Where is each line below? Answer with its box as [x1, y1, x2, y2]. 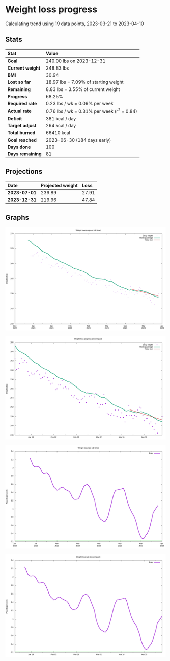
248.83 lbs [45, 65, 69, 71]
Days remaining [7, 151, 42, 157]
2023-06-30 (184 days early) [45, 136, 111, 143]
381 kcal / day [45, 116, 76, 122]
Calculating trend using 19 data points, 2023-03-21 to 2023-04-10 [5, 20, 144, 27]
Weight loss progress [5, 4, 98, 15]
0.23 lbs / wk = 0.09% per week [45, 101, 114, 106]
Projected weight [40, 183, 78, 189]
